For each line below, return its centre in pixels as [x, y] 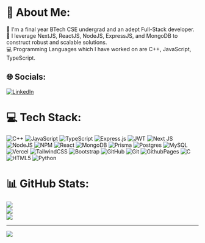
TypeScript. [21, 58]
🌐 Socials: [26, 77]
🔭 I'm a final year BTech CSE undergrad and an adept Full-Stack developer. [100, 29]
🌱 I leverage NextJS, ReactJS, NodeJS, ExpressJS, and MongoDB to [92, 35]
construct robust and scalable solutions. [57, 42]
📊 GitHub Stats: [48, 184]
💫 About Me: [38, 12]
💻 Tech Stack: [44, 117]
